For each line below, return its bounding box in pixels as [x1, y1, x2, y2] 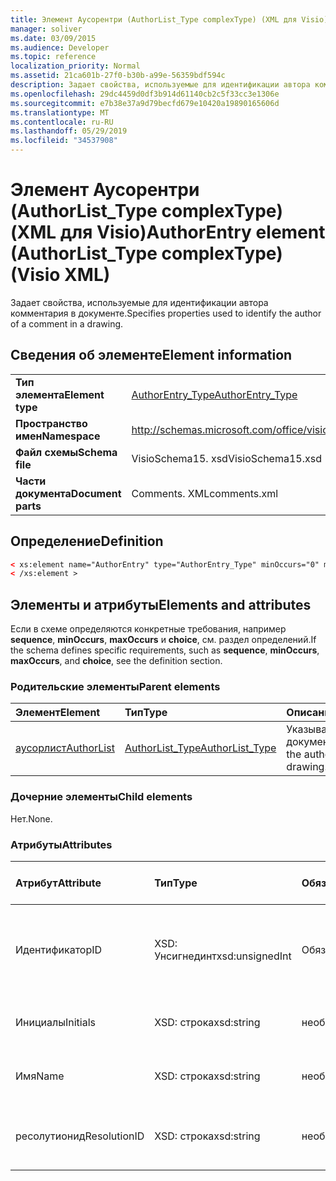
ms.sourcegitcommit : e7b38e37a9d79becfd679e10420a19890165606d [10, 98, 280, 108]
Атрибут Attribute [15, 876, 102, 890]
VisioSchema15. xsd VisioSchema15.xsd [131, 451, 322, 465]
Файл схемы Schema [15, 445, 118, 459]
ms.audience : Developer [10, 42, 110, 53]
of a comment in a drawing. [10, 317, 124, 330]
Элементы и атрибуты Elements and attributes [10, 596, 312, 613]
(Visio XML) [10, 264, 111, 286]
